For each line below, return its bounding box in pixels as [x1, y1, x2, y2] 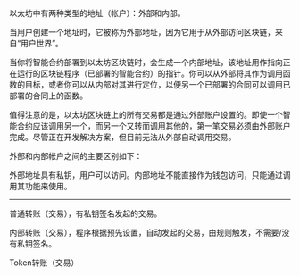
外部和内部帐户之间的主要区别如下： [9, 151, 143, 161]
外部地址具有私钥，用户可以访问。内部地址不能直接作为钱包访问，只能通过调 [9, 170, 291, 180]
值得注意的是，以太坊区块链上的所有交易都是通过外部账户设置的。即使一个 [9, 110, 283, 120]
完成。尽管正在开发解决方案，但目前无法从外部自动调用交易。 [9, 132, 237, 142]
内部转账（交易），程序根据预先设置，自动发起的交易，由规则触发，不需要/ [9, 227, 283, 238]
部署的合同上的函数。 [9, 90, 87, 101]
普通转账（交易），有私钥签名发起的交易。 [9, 208, 162, 219]
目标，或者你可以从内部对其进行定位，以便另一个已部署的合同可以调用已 [24, 79, 291, 89]
